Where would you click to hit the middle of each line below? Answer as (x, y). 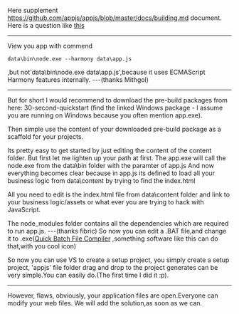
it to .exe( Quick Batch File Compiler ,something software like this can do (113, 239)
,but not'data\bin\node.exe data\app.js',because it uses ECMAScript (106, 72)
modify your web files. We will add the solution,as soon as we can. (105, 303)
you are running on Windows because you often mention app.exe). (105, 115)
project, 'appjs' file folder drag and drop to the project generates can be (113, 267)
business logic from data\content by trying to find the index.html (101, 180)
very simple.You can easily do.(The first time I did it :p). (88, 275)
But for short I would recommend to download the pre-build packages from (117, 100)
